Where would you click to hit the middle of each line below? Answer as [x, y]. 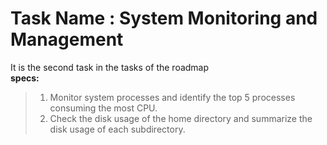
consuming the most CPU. [103, 108]
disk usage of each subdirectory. [117, 129]
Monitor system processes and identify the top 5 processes [172, 97]
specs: [25, 78]
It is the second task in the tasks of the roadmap [110, 67]
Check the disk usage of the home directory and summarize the [181, 118]
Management [67, 39]
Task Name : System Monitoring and [164, 18]
